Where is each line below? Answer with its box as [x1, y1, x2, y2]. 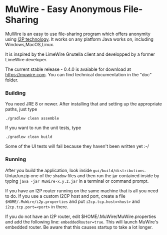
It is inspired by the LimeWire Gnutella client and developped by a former [5, 51, 155, 57]
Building [5, 89, 26, 96]
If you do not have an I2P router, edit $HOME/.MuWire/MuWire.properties [5, 213, 156, 219]
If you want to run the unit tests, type [5, 125, 81, 131]
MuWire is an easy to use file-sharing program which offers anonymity [5, 31, 151, 37]
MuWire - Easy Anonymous [5, 4, 121, 15]
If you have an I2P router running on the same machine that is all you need [5, 187, 158, 194]
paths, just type [5, 106, 37, 112]
